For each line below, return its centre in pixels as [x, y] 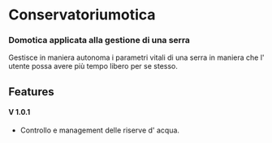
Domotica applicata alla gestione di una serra [99, 40]
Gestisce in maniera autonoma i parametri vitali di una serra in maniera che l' [136, 57]
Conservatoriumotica [82, 15]
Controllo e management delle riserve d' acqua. [100, 130]
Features [31, 92]
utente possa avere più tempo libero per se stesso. [93, 66]
